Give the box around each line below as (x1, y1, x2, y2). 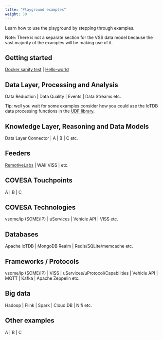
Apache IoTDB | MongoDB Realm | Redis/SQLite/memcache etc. (5, 243, 133, 249)
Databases (5, 230, 39, 238)
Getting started (5, 54, 53, 62)
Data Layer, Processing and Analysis (5, 81, 118, 89)
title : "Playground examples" (5, 7, 67, 12)
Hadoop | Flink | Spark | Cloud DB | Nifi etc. (5, 302, 92, 308)
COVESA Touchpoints (5, 176, 73, 185)
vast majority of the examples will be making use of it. (5, 39, 113, 45)
